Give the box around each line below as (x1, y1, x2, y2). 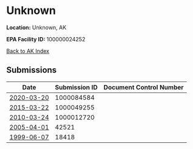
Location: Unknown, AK (6, 24, 67, 31)
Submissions (6, 65, 57, 75)
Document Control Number (103, 83, 184, 91)
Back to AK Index (6, 47, 50, 55)
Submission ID (54, 83, 98, 91)
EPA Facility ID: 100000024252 (6, 35, 86, 43)
